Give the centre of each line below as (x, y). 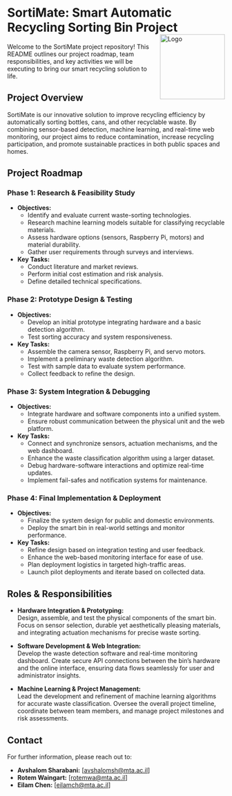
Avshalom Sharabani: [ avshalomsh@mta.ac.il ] (84, 770)
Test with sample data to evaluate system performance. (107, 366)
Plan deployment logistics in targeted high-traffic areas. (107, 565)
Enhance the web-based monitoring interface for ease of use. (115, 557)
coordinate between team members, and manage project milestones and (120, 711)
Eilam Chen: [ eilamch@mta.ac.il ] (64, 785)
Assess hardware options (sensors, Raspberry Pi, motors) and (116, 238)
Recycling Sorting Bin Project (93, 27)
